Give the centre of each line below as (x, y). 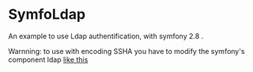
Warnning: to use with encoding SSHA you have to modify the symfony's (126, 51)
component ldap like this (48, 59)
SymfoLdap (47, 14)
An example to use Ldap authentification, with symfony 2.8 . (106, 36)
